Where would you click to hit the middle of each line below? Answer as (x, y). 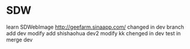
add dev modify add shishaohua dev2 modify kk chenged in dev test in (94, 33)
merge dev (19, 39)
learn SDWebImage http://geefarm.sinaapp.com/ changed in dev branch (95, 27)
